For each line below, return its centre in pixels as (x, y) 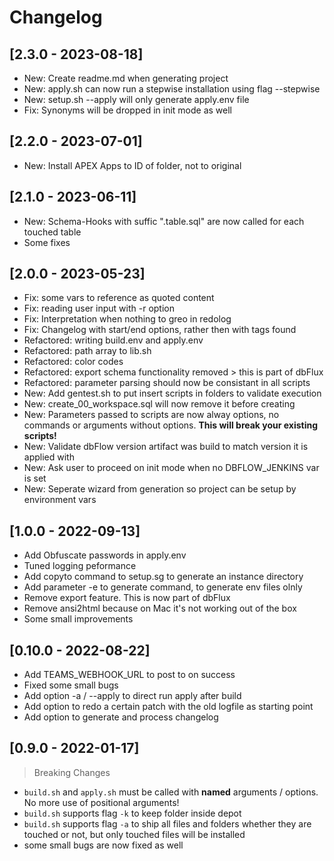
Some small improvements (78, 619)
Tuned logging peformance (80, 566)
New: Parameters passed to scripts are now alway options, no (151, 415)
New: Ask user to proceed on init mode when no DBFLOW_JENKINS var (171, 468)
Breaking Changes (72, 772)
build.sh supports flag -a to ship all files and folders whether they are (167, 823)
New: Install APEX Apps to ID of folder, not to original (132, 165)
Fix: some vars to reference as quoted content (119, 298)
